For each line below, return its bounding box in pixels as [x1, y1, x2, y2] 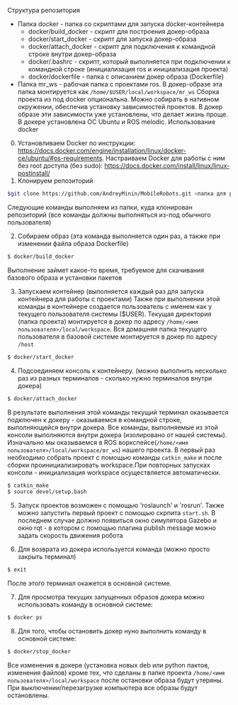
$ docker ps [7, 614, 42, 621]
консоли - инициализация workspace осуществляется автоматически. [7, 468, 221, 477]
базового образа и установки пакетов [7, 273, 123, 282]
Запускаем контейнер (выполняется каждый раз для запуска [17, 287, 204, 295]
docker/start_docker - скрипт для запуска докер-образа [28, 35, 197, 43]
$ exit [7, 566, 27, 573]
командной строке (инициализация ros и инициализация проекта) [28, 65, 229, 73]
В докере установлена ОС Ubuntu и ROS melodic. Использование [17, 118, 216, 126]
